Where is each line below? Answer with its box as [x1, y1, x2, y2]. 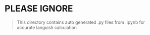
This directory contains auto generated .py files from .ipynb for [16, 19, 145, 25]
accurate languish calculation [16, 24, 77, 30]
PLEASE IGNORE [4, 3, 73, 14]
